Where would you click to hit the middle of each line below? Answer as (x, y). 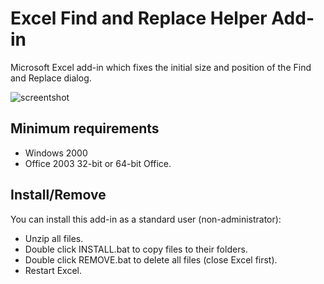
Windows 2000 (56, 153)
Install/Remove (58, 195)
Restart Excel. (53, 270)
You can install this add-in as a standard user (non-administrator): (146, 219)
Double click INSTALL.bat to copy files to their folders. (136, 249)
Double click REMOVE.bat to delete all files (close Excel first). (151, 259)
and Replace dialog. (51, 78)
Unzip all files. (54, 238)
